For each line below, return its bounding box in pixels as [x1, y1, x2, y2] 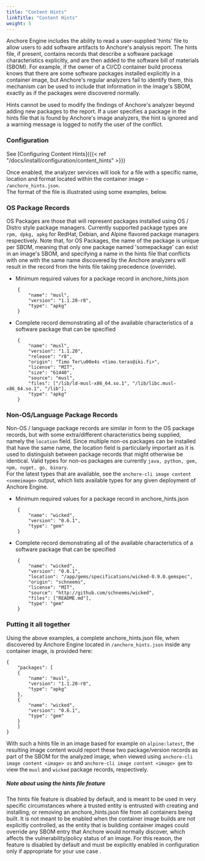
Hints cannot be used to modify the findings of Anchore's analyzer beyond [6, 101, 195, 109]
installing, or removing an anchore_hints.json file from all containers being [6, 808, 193, 816]
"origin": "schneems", [28, 579, 86, 585]
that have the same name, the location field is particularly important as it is [6, 444, 195, 452]
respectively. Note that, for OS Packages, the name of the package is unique [6, 237, 199, 244]
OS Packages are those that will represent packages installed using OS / [6, 217, 188, 225]
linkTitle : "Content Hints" [6, 15, 78, 21]
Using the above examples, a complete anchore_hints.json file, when [6, 634, 179, 641]
